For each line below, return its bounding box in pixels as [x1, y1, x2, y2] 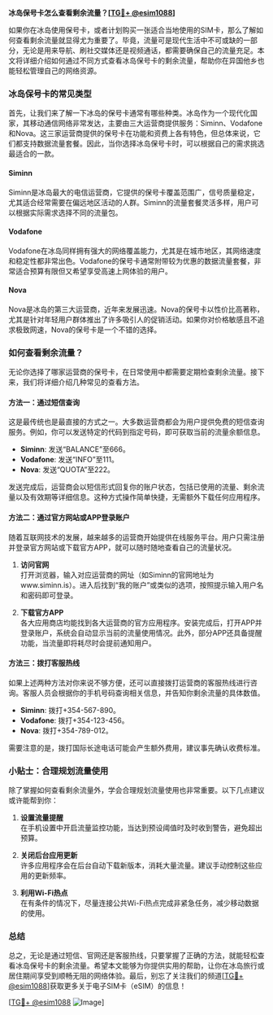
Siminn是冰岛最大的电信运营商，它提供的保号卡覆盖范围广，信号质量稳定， [8, 187, 259, 197]
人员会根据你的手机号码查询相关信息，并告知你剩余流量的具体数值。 [36, 688, 265, 698]
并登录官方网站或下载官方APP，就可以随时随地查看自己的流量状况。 [8, 542, 236, 552]
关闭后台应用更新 [19, 851, 78, 860]
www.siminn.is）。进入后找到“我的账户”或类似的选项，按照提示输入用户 [19, 580, 258, 589]
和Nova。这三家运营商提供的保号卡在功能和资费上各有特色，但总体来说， [8, 129, 254, 138]
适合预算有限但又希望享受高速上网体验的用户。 [15, 266, 172, 276]
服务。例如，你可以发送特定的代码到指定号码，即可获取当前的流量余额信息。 [8, 427, 265, 437]
